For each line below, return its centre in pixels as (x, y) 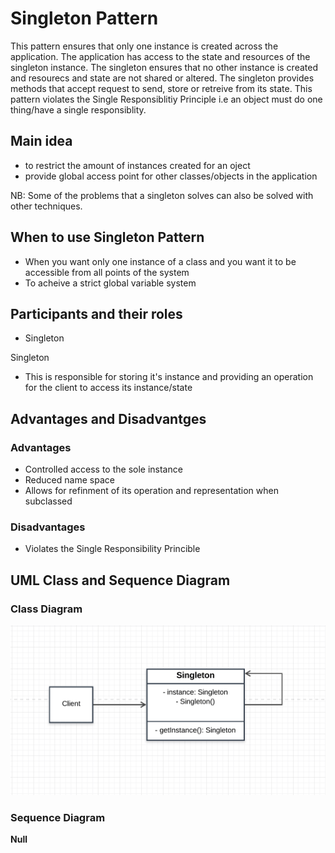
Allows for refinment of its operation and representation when (151, 491)
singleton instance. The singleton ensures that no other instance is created (164, 67)
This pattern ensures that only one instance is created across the (144, 46)
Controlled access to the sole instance (103, 469)
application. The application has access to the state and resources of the (160, 56)
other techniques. (46, 206)
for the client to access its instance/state (108, 388)
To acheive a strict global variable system (110, 283)
